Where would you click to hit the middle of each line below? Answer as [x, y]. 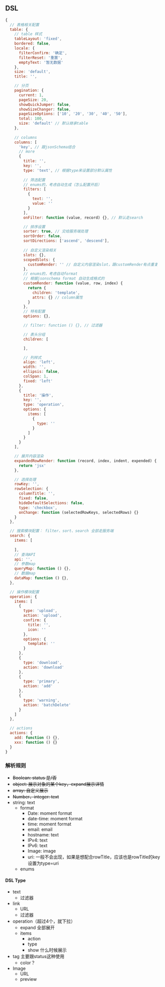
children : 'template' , [56, 293]
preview [28, 979]
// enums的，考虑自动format [50, 274]
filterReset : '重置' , [41, 58]
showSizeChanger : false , [45, 109]
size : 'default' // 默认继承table [53, 124]
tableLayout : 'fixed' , [38, 39]
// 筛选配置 [34, 180]
